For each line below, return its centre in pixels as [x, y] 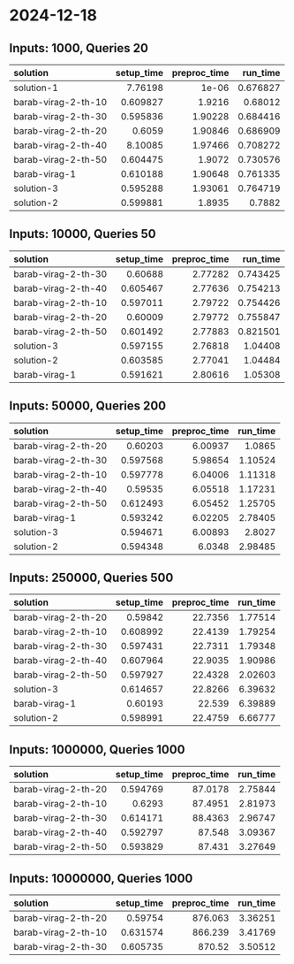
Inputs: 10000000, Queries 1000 [101, 878]
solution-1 [36, 88]
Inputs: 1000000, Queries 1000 [97, 750]
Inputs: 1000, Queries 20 [79, 48]
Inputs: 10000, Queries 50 [83, 234]
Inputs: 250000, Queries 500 [91, 578]
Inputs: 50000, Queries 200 [88, 406]
